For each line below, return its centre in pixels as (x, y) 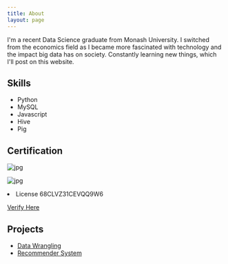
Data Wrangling (39, 245)
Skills (19, 83)
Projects (25, 229)
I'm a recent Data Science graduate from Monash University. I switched (108, 39)
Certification (35, 151)
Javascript (32, 114)
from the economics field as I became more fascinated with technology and (114, 47)
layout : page (26, 20)
